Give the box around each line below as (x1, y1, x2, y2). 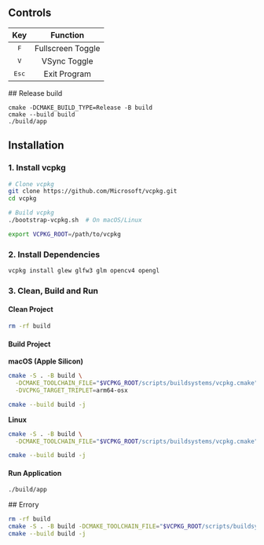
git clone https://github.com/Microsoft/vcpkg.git (8, 188, 178, 196)
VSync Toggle (42, 55, 93, 66)
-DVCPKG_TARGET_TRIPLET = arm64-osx (15, 386, 128, 394)
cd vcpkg (8, 195, 37, 203)
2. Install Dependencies (8, 249, 101, 260)
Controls (8, 6, 52, 20)
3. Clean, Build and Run (8, 285, 99, 296)
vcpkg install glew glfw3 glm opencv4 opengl (8, 267, 159, 275)
